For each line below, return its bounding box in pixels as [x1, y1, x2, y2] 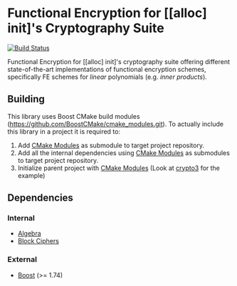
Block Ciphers [17, 237, 59, 245]
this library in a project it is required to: [7, 127, 121, 136]
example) [17, 171, 46, 179]
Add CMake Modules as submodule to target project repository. [17, 141, 205, 149]
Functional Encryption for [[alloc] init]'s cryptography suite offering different [7, 57, 230, 65]
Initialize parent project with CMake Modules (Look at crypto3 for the [17, 164, 221, 172]
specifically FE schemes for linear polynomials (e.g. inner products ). [7, 73, 208, 81]
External [7, 255, 38, 265]
